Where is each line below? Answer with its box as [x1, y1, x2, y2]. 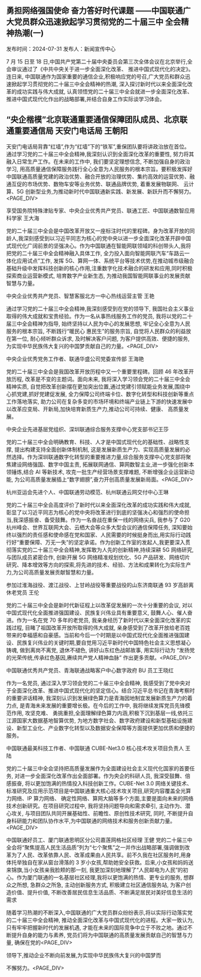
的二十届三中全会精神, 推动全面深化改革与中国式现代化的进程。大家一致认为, [6, 916, 194, 924]
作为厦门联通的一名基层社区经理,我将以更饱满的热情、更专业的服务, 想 [16, 873, 190, 881]
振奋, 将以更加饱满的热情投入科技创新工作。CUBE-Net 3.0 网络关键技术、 [11, 779, 193, 787]
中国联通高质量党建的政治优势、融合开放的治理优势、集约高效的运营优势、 [6, 173, 190, 180]
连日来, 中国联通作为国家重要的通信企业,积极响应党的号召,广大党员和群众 [6, 72, 185, 80]
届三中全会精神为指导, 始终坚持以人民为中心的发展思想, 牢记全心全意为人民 [6, 320, 190, 327]
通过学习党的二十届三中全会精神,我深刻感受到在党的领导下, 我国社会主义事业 [6, 305, 194, 312]
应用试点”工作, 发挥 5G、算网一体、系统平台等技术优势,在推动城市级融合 [16, 257, 194, 264]
